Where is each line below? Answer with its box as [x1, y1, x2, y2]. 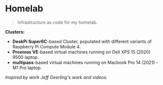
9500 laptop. [12, 54, 39, 60]
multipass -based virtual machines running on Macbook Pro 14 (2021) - [12, 59, 158, 65]
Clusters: [5, 29, 25, 35]
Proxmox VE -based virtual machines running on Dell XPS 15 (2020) [12, 49, 151, 55]
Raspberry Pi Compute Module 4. [12, 43, 81, 49]
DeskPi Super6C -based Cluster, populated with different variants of [12, 38, 152, 44]
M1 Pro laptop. [12, 65, 42, 71]
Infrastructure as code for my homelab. [17, 19, 98, 25]
